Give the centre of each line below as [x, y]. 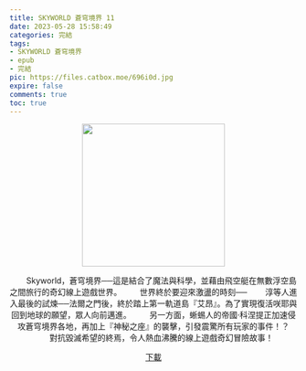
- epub [22, 60]
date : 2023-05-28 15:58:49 [61, 26]
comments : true [38, 94]
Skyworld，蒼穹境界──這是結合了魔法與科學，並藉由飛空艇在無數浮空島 [161, 281]
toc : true [28, 103]
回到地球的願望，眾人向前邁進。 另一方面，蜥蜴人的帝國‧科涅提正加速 [149, 315]
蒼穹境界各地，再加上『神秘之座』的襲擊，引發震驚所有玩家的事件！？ [157, 326]
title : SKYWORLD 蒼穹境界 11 [62, 18]
